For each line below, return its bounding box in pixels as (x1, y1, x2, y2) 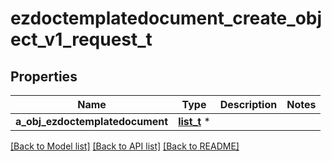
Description (219, 98, 278, 111)
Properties (10, 68, 78, 85)
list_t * (178, 115, 211, 128)
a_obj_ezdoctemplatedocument (15, 115, 169, 128)
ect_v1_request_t (10, 28, 153, 51)
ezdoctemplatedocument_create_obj (10, 7, 323, 30)
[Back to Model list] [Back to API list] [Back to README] (10, 140, 240, 152)
